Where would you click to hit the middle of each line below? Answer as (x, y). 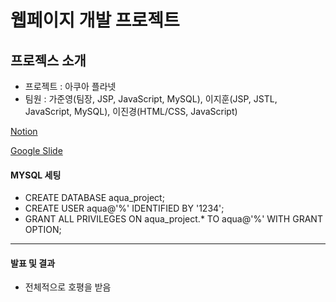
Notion (24, 131)
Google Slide (36, 150)
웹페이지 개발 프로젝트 (95, 20)
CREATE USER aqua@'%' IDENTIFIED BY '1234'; (124, 208)
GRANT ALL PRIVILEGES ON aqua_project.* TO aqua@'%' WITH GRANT (173, 219)
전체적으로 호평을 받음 (68, 287)
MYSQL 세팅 (36, 175)
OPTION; (43, 230)
